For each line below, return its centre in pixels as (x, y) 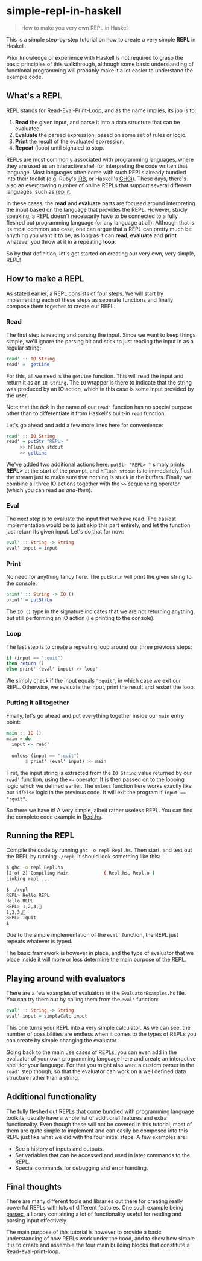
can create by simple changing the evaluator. (62, 1040)
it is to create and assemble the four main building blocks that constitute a (98, 1245)
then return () (25, 663)
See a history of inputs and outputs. (59, 1149)
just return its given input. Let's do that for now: (65, 532)
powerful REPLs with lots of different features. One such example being (95, 1208)
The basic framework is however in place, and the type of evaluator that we (100, 953)
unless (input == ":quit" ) (46, 756)
